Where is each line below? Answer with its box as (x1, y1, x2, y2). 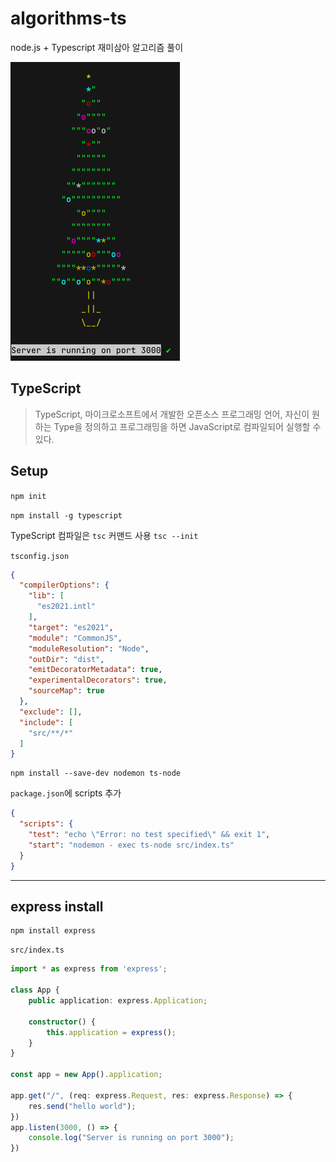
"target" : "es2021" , (28, 622, 114, 632)
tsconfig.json (10, 551, 70, 561)
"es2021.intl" (36, 602, 97, 612)
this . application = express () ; (46, 1027, 177, 1037)
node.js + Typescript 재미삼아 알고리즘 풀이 (10, 41, 184, 53)
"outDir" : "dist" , (28, 654, 105, 664)
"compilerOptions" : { (19, 580, 110, 591)
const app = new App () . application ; (10, 1070, 163, 1080)
